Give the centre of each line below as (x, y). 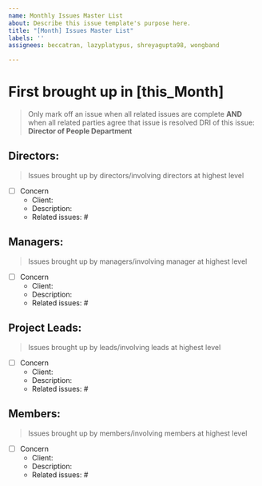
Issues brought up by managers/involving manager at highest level (137, 261)
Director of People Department (80, 131)
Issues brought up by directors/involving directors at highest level (136, 175)
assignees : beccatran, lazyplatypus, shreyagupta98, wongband (114, 46)
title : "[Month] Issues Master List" (71, 30)
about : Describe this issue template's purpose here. (100, 23)
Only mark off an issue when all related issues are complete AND (135, 114)
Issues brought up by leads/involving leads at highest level (124, 347)
